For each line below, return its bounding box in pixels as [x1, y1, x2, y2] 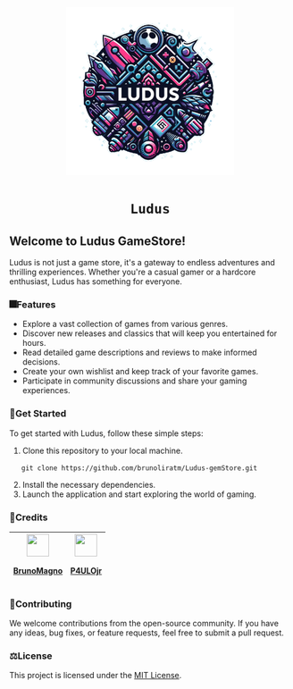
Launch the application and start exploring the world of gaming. [21, 489, 257, 500]
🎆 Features [9, 298, 56, 310]
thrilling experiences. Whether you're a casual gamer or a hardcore [9, 266, 256, 277]
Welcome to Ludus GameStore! [9, 233, 186, 248]
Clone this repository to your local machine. [21, 445, 183, 456]
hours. [21, 338, 46, 349]
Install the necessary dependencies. [21, 479, 156, 490]
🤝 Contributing [9, 597, 72, 609]
